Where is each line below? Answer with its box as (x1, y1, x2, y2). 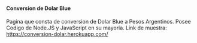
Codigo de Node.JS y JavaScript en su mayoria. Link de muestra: (6, 24, 168, 31)
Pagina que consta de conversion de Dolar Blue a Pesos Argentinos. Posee (6, 18, 192, 25)
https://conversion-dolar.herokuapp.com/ (6, 30, 109, 37)
